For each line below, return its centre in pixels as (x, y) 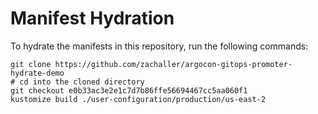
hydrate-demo (37, 73)
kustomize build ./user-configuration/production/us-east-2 (138, 99)
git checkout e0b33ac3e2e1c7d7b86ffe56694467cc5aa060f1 (129, 90)
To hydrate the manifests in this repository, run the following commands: (159, 46)
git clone (31, 64)
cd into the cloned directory (82, 82)
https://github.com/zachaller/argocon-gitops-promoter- (173, 64)
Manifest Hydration (92, 18)
